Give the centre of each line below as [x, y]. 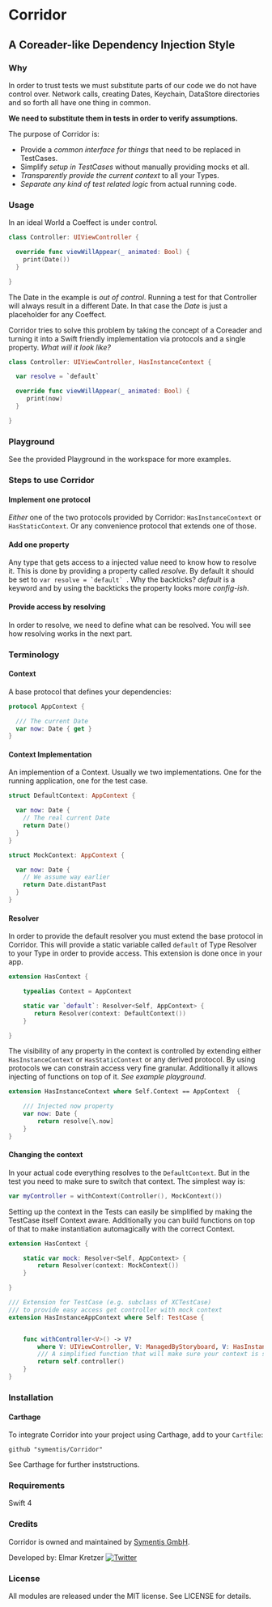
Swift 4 [20, 1503]
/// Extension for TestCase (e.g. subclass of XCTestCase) [110, 1303]
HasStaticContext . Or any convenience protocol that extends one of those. [133, 526]
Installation [31, 1397]
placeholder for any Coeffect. [57, 314]
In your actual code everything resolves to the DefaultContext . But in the [129, 1172]
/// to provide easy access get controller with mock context [115, 1310]
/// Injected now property [68, 1106]
